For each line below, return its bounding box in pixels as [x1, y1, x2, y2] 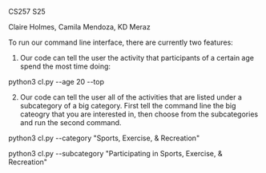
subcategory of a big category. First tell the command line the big [19, 101, 236, 110]
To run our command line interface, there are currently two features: [8, 37, 234, 47]
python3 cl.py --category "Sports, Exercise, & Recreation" [8, 133, 200, 143]
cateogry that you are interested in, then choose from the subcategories [19, 109, 259, 119]
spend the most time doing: [19, 61, 111, 71]
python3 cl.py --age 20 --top [8, 77, 105, 86]
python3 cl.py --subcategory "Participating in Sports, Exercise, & [8, 149, 223, 158]
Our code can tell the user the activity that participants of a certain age [19, 53, 255, 62]
